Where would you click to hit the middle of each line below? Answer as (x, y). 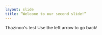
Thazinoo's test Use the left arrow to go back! (51, 27)
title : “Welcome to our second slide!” (46, 14)
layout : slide (20, 9)
